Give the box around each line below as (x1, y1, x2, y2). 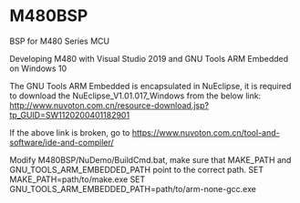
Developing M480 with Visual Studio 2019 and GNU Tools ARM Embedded (9, 53, 289, 64)
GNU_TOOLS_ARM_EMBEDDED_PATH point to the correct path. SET (9, 164, 264, 175)
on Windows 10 (9, 63, 67, 74)
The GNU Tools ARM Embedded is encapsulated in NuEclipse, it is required (9, 80, 292, 91)
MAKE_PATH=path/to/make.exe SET (9, 174, 146, 185)
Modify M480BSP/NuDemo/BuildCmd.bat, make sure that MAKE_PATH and (9, 154, 292, 165)
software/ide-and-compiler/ (9, 137, 114, 147)
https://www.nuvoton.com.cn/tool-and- (131, 127, 280, 137)
